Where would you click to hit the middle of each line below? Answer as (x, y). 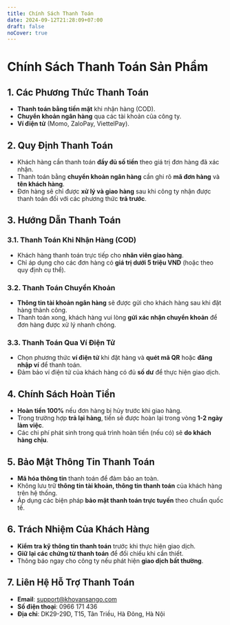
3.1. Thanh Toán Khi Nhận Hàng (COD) (72, 240)
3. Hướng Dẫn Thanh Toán (64, 221)
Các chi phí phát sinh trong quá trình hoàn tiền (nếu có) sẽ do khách (114, 433)
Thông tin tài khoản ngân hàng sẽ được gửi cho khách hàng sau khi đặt (119, 303)
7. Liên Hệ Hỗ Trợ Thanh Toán (71, 583)
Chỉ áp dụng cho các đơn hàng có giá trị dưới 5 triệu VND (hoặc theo (115, 262)
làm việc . (30, 425)
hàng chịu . (33, 440)
